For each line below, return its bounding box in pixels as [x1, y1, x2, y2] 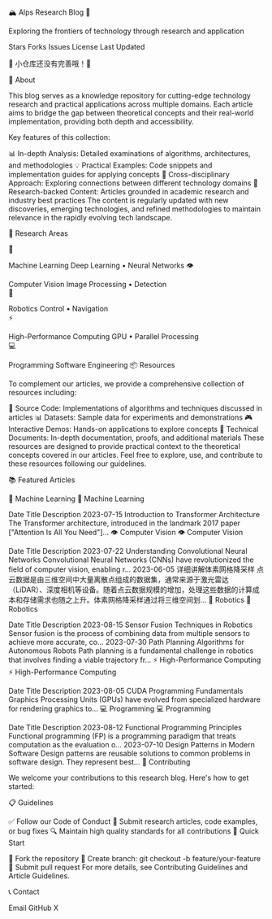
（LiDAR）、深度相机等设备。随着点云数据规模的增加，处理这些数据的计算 [8, 585, 253, 595]
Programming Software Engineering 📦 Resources [8, 360, 175, 369]
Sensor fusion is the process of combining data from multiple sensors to [8, 629, 250, 638]
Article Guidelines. [8, 871, 71, 881]
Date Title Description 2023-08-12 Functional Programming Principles [8, 723, 242, 732]
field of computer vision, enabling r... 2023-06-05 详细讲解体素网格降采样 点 [8, 564, 264, 574]
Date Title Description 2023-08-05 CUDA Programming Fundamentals [8, 686, 244, 695]
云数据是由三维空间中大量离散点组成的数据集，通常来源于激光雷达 [8, 575, 229, 584]
